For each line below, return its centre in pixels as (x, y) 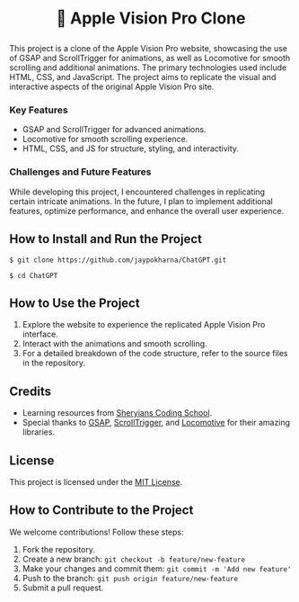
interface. (40, 334)
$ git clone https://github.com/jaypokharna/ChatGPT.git (118, 260)
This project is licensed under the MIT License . (96, 482)
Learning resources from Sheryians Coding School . (117, 413)
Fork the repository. (59, 549)
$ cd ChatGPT (34, 275)
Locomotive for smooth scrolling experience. (105, 139)
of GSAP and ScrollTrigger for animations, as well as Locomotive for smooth (150, 58)
